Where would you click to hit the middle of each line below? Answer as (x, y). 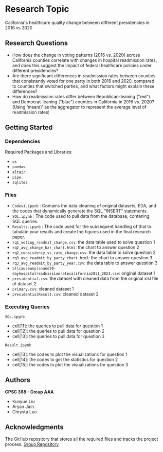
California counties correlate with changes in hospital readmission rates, (84, 60)
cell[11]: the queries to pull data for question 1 (57, 326)
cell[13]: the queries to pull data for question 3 (58, 337)
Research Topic (37, 9)
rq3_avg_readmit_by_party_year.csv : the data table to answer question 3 (85, 263)
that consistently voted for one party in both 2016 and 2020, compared (83, 81)
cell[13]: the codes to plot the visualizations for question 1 (70, 354)
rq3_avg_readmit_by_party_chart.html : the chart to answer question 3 (82, 257)
